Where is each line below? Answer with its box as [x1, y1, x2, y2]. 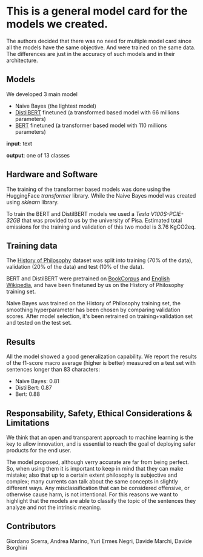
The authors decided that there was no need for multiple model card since [6, 37, 192, 44]
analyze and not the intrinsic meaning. [6, 503, 102, 511]
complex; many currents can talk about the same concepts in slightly [6, 478, 178, 485]
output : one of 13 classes [6, 151, 70, 159]
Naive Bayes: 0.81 [15, 378, 59, 385]
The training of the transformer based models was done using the [6, 185, 171, 193]
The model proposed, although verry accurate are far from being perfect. [6, 458, 189, 466]
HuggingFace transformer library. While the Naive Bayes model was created [6, 192, 196, 199]
